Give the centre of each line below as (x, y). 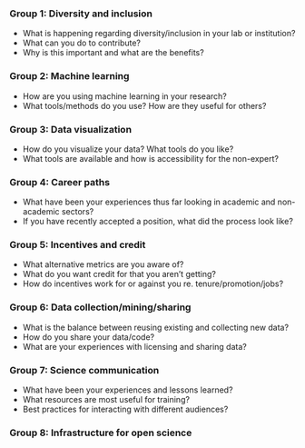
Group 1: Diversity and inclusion (81, 14)
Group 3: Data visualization (71, 129)
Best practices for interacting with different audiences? (125, 409)
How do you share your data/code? (89, 337)
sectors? (78, 212)
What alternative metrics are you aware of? (103, 264)
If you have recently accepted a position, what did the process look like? (157, 222)
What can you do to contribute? (81, 43)
